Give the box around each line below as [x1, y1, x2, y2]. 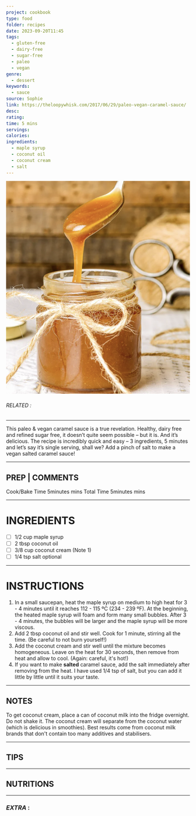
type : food [6, 15, 33, 22]
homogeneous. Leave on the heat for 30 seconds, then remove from [14, 649, 179, 656]
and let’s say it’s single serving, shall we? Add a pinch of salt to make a [6, 444, 176, 451]
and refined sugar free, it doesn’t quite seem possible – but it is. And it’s [6, 432, 178, 439]
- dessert [11, 77, 35, 83]
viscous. [14, 624, 35, 631]
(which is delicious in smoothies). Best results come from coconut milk [6, 724, 176, 731]
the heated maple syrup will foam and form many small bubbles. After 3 [14, 611, 187, 618]
